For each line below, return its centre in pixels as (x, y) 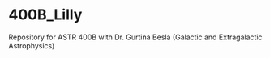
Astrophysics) (32, 45)
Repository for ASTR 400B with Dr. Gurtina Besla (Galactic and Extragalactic (135, 37)
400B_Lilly (45, 15)
